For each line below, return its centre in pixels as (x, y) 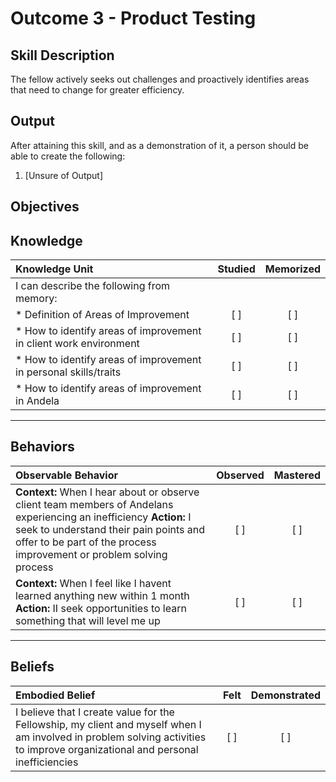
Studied (236, 269)
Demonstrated (285, 695)
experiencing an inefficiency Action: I (103, 517)
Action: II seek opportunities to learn (101, 608)
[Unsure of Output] (64, 175)
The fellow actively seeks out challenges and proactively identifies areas (160, 79)
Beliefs (32, 667)
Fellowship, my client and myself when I (108, 724)
